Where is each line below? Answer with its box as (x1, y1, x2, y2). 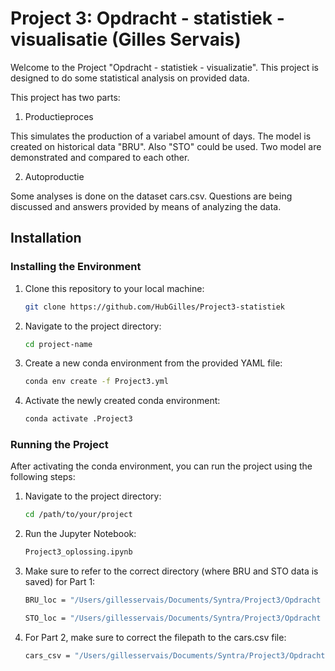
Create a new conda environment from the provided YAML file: (24, 357, 283, 369)
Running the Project (10, 438, 109, 452)
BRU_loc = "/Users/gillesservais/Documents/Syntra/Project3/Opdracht (24, 595, 322, 606)
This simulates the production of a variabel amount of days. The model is (10, 130, 312, 142)
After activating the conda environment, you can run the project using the (10, 460, 313, 472)
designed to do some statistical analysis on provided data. (10, 72, 250, 84)
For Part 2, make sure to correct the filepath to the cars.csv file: (24, 631, 287, 643)
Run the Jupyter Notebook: (24, 528, 137, 540)
